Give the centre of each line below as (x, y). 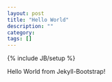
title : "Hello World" (38, 20)
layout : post (26, 13)
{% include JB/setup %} (41, 58)
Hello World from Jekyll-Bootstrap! (56, 72)
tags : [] (20, 39)
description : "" (30, 26)
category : (21, 32)
